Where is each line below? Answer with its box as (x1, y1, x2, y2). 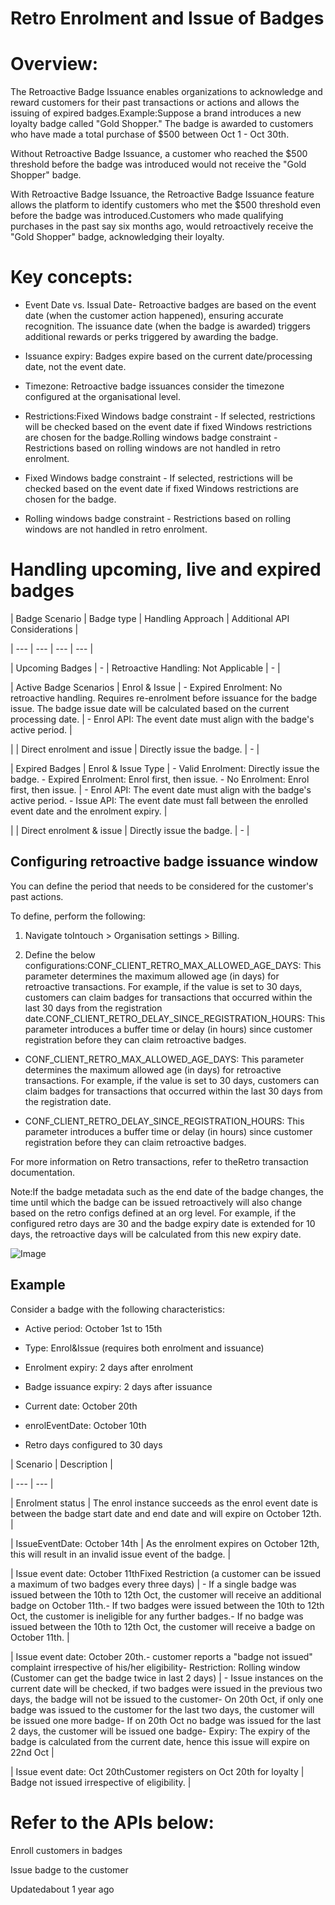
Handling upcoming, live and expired (10, 558, 322, 581)
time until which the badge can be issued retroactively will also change (10, 1196, 303, 1208)
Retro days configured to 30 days (24, 1438, 163, 1451)
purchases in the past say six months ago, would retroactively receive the (10, 220, 314, 232)
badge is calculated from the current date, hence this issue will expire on (10, 1735, 310, 1747)
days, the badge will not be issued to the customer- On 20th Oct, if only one (10, 1693, 324, 1705)
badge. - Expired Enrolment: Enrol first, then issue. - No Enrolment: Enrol (10, 773, 310, 785)
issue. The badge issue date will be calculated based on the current (10, 703, 290, 714)
